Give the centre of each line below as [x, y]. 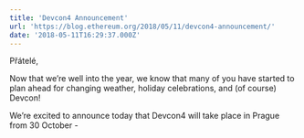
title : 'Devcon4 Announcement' [69, 18]
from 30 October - [44, 125]
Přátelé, [24, 61]
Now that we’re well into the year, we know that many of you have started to [152, 79]
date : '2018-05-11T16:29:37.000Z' [75, 35]
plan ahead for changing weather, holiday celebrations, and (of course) [143, 89]
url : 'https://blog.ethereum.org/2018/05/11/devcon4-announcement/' [142, 27]
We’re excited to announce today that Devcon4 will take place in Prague [145, 116]
